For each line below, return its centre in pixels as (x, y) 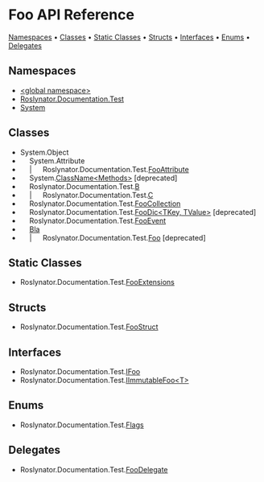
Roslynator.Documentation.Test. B (85, 186)
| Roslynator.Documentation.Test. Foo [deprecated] (118, 237)
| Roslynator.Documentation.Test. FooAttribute (109, 169)
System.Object (44, 152)
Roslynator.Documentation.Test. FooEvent (98, 220)
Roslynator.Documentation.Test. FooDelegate (94, 469)
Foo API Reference (72, 15)
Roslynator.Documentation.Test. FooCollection (105, 204)
